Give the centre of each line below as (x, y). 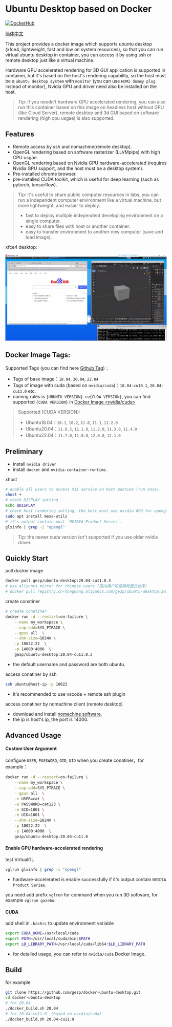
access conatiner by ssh (31, 674)
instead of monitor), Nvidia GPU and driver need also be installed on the (81, 86)
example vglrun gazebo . (30, 900)
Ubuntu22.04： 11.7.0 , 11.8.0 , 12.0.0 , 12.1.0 (73, 435)
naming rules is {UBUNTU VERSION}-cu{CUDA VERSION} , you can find (82, 396)
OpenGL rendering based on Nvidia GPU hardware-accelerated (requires (90, 163)
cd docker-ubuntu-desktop (33, 998)
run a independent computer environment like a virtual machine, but (89, 200)
